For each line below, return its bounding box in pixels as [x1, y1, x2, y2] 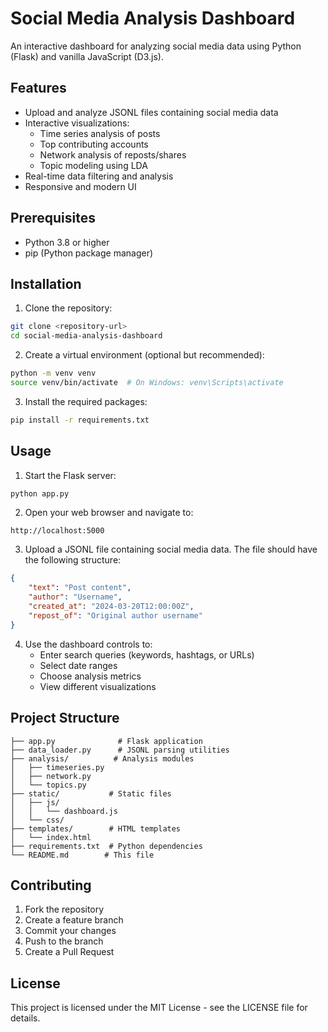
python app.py [10, 488, 70, 499]
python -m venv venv [10, 368, 97, 379]
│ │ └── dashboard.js [10, 806, 118, 816]
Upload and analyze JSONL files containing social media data [24, 106, 279, 118]
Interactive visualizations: [24, 117, 130, 129]
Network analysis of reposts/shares [39, 148, 187, 161]
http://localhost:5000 [10, 526, 105, 536]
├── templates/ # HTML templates [10, 823, 182, 834]
